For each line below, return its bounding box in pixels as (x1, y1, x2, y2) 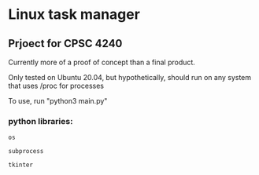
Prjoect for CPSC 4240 (8, 37, 123, 50)
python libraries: (8, 115, 73, 126)
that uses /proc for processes (8, 81, 105, 90)
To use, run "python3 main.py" (8, 97, 108, 105)
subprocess (8, 148, 44, 155)
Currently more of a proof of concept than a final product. (8, 57, 195, 67)
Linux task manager (8, 5, 140, 24)
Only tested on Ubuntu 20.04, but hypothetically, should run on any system (8, 73, 252, 82)
